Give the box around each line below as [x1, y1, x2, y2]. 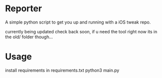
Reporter [5, 3, 42, 14]
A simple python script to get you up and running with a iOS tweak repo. [5, 19, 151, 25]
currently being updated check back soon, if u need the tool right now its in [5, 28, 158, 34]
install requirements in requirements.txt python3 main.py [5, 67, 119, 73]
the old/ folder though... [5, 34, 53, 40]
